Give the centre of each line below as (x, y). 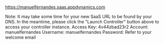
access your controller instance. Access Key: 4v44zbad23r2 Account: (77, 27)
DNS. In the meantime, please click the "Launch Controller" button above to (82, 22)
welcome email (21, 37)
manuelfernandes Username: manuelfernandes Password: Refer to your (79, 32)
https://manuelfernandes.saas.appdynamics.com (55, 7)
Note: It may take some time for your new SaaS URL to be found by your (79, 16)
